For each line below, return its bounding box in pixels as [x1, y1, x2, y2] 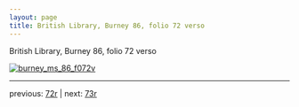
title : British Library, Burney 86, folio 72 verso [9, 21, 205, 30]
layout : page [9, 12, 58, 22]
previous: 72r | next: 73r [9, 88, 98, 98]
